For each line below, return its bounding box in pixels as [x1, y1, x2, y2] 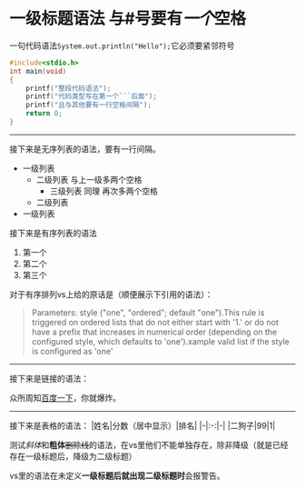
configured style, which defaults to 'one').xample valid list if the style [31, 335, 290, 346]
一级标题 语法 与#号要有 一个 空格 [9, 8, 247, 29]
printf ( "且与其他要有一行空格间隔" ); [25, 101, 152, 110]
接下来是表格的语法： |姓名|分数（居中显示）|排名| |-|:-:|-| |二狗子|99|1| [9, 420, 276, 431]
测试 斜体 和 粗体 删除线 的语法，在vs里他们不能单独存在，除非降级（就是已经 [9, 439, 289, 450]
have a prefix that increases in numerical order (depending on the [31, 326, 278, 337]
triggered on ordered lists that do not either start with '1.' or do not [31, 316, 279, 327]
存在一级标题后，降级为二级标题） [9, 451, 137, 462]
